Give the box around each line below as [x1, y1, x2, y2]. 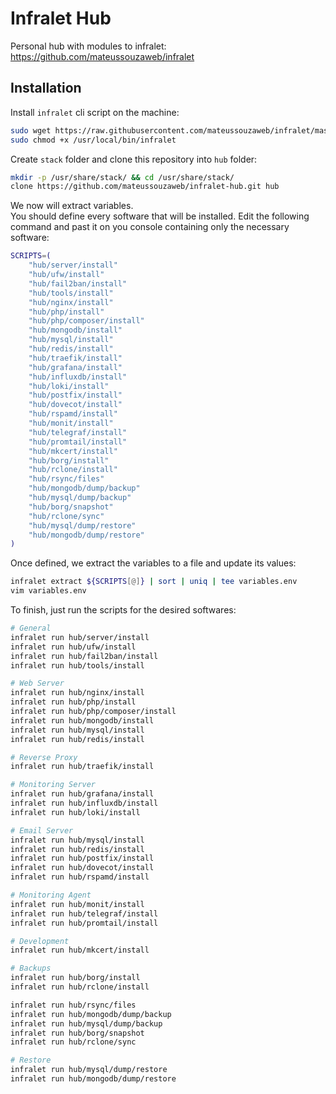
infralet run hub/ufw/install [10, 642, 137, 652]
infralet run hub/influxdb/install [10, 798, 159, 808]
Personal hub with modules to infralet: [10, 40, 167, 52]
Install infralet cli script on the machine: [10, 106, 180, 118]
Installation [10, 80, 82, 97]
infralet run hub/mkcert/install [10, 945, 150, 956]
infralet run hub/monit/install [10, 899, 145, 909]
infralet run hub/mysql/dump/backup [10, 1018, 163, 1029]
